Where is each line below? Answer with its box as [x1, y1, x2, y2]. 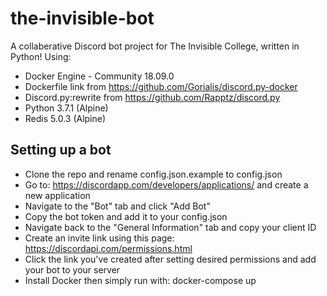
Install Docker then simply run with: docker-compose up [24, 274, 257, 286]
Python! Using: [10, 50, 72, 62]
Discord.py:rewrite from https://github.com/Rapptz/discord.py [24, 91, 281, 103]
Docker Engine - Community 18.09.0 [24, 70, 175, 82]
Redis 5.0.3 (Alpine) [24, 112, 107, 124]
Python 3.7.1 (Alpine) [24, 102, 109, 114]
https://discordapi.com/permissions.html [24, 242, 193, 254]
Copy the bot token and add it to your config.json [24, 210, 228, 222]
